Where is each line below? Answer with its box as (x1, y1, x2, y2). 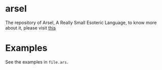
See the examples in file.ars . (5, 58, 68, 65)
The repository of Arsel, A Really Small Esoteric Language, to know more (5, 19, 157, 25)
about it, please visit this (5, 24, 56, 30)
